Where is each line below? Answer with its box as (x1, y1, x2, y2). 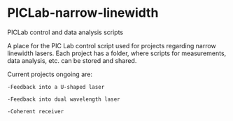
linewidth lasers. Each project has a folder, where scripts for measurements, (7, 49, 227, 57)
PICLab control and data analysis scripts (7, 28, 124, 36)
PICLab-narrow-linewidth (7, 5, 159, 21)
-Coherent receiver (7, 108, 64, 115)
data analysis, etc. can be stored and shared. (7, 56, 137, 64)
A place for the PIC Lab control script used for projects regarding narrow (7, 41, 217, 50)
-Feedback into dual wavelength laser (7, 96, 120, 103)
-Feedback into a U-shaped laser (7, 83, 105, 90)
